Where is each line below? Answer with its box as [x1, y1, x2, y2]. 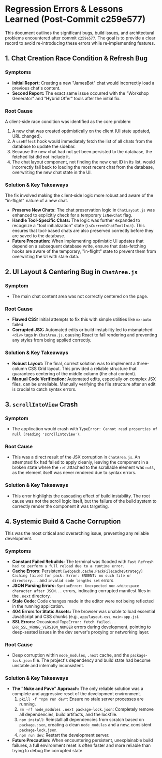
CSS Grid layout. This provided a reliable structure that [28, 366, 137, 371]
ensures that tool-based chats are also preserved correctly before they [12, 228, 154, 234]
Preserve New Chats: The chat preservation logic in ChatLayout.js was [12, 207, 155, 213]
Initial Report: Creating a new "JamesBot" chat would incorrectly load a [12, 80, 155, 86]
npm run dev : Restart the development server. [19, 732, 110, 738]
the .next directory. [12, 593, 51, 599]
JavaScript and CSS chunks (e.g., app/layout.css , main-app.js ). [12, 614, 140, 619]
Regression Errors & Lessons [5, 3, 123, 15]
